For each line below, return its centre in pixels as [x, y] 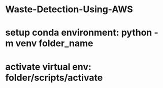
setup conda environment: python [79, 33]
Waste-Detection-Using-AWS [69, 9]
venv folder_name [54, 43]
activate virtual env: [48, 67]
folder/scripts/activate [54, 78]
